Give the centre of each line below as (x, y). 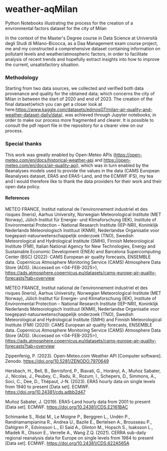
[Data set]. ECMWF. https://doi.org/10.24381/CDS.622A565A (67, 443)
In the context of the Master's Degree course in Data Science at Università (81, 38)
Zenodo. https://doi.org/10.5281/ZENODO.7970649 (57, 361)
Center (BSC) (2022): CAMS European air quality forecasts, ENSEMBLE (78, 257)
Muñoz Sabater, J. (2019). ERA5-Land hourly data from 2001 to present (78, 402)
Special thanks (24, 144)
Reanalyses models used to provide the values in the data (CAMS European (83, 170)
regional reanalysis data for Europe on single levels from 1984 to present (80, 438)
